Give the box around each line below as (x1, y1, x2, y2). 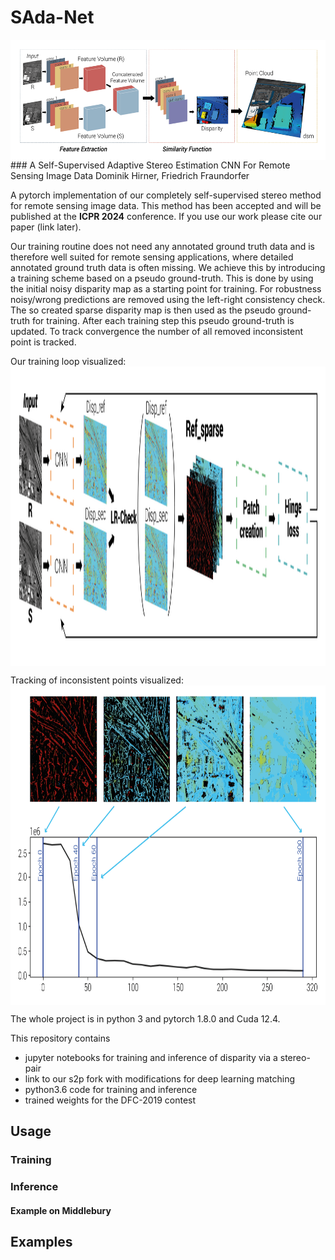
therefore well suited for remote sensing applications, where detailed (10, 251, 294, 263)
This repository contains (10, 1032, 111, 1044)
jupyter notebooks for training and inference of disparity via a (24, 1051, 278, 1063)
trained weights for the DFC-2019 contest (24, 1094, 197, 1106)
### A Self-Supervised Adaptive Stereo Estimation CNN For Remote (10, 159, 291, 171)
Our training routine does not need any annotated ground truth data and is (10, 240, 316, 252)
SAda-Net (10, 6, 95, 29)
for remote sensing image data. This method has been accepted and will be (10, 199, 322, 211)
